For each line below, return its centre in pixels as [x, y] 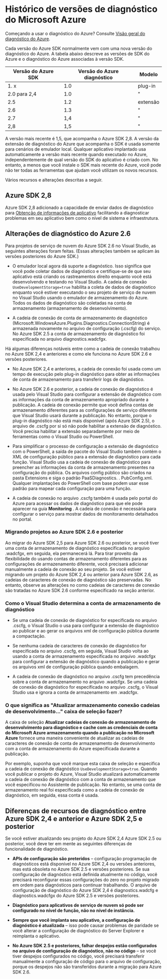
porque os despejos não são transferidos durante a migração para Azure [87, 967]
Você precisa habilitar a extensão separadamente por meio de [76, 431]
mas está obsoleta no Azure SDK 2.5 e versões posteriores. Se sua [81, 869]
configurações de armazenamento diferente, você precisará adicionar [77, 564]
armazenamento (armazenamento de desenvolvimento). [70, 308]
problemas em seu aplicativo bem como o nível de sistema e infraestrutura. [82, 218]
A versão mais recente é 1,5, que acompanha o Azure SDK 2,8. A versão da [82, 138]
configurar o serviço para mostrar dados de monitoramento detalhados [85, 514]
